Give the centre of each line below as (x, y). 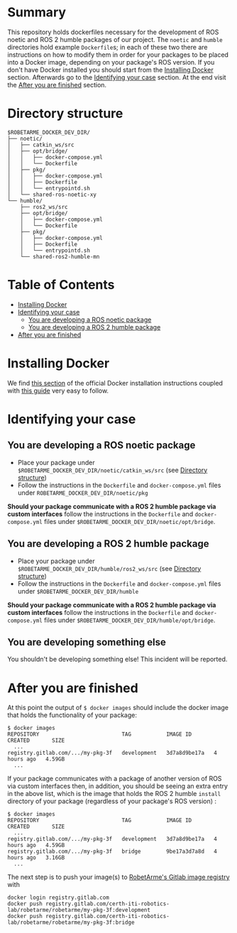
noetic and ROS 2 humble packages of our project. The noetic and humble (115, 39)
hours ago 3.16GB (36, 858)
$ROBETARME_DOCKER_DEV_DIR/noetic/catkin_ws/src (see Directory (112, 470)
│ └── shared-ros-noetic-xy (52, 195)
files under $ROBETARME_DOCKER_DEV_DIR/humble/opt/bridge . (129, 620)
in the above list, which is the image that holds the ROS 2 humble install (114, 794)
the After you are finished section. (57, 84)
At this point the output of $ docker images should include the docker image (118, 708)
